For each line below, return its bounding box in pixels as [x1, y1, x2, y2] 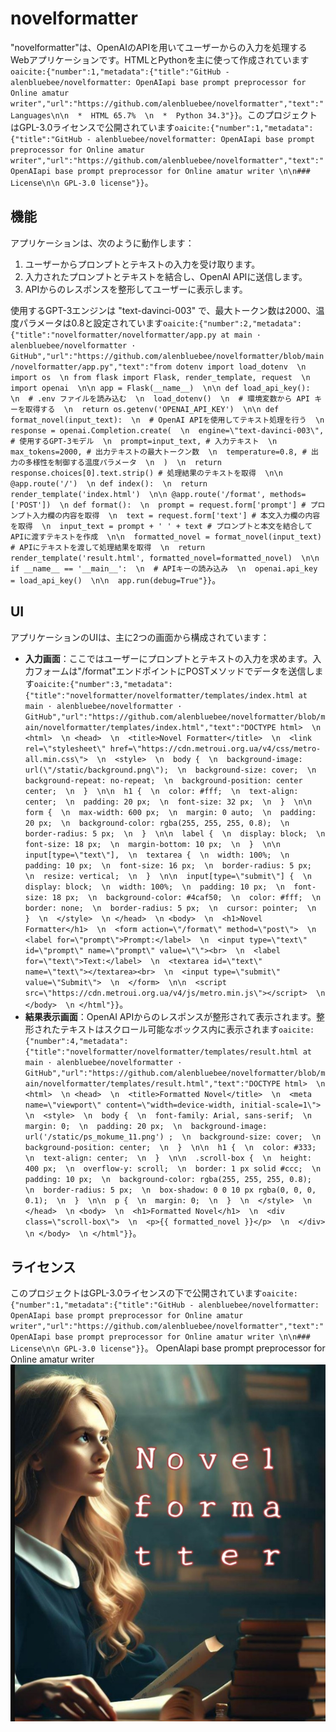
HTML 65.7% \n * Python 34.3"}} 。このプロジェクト [90, 108, 318, 121]
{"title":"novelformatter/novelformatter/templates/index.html [24, 690, 295, 701]
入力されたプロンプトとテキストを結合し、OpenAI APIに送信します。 [24, 270, 308, 282]
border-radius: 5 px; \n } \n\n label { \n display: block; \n [24, 828, 326, 839]
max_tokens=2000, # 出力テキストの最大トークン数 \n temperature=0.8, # [10, 447, 307, 457]
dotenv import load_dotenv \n [175, 362, 307, 372]
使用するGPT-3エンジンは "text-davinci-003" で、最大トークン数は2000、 [10, 304, 317, 316]
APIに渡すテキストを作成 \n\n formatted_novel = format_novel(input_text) [10, 532, 322, 542]
